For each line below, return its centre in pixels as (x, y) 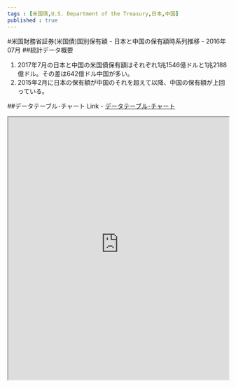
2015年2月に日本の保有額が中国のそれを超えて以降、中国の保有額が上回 (121, 82)
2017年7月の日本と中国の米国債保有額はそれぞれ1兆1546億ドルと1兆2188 (122, 64)
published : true (33, 20)
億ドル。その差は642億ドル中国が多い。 (76, 74)
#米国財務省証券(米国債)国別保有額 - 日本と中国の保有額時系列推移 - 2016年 (117, 41)
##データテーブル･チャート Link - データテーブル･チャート (91, 106)
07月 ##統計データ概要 (40, 50)
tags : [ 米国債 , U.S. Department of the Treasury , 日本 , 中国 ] (93, 14)
